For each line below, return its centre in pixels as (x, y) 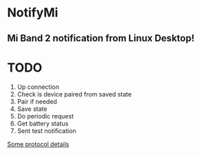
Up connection (38, 87)
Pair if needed (37, 101)
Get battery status (43, 123)
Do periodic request (45, 116)
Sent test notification (47, 131)
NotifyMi (33, 13)
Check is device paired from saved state (74, 94)
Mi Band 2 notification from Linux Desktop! (101, 38)
